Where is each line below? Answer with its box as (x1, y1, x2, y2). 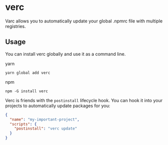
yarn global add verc (5, 70, 51, 75)
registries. (5, 23, 26, 29)
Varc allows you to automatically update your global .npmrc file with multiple (5, 18, 163, 24)
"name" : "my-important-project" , (10, 117, 80, 122)
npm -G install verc (5, 89, 49, 94)
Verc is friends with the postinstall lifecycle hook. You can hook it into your (5, 97, 163, 103)
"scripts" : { (10, 122, 37, 127)
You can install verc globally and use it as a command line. (5, 51, 126, 57)
